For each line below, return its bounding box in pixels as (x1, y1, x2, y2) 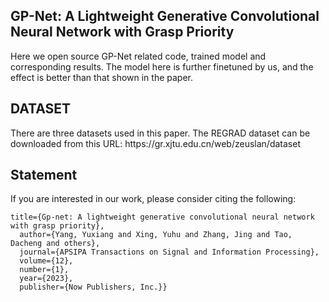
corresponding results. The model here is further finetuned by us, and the (10, 60, 314, 73)
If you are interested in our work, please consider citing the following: (10, 193, 297, 205)
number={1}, (19, 265, 70, 275)
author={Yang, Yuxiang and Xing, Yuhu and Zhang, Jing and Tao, (19, 230, 293, 240)
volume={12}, (19, 256, 74, 266)
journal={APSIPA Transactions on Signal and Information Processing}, (19, 247, 320, 258)
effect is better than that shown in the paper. (10, 71, 194, 83)
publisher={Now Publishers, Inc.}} (19, 282, 168, 293)
